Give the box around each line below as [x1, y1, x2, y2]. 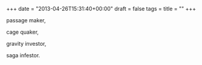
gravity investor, [6, 40, 47, 47]
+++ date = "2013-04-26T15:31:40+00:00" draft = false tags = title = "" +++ [6, 5, 197, 12]
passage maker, [6, 17, 46, 23]
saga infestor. [6, 52, 41, 59]
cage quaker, [6, 28, 39, 36]
